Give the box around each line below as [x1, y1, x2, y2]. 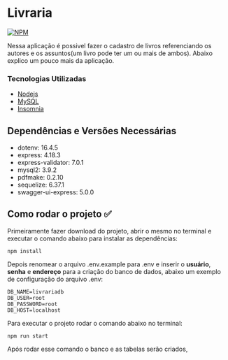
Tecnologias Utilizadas [7, 73, 87, 83]
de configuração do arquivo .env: [7, 275, 104, 283]
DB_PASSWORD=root [7, 301, 58, 308]
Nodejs [17, 89, 38, 99]
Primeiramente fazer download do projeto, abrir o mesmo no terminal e [7, 226, 212, 235]
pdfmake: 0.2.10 [17, 173, 64, 182]
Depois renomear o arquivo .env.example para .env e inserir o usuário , [7, 260, 211, 268]
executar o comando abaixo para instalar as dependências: [7, 234, 178, 243]
